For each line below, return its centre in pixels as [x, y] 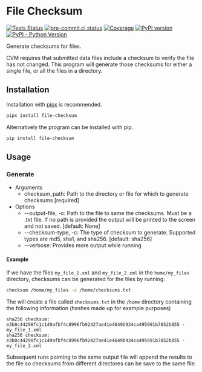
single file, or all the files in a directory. [54, 70]
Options [25, 207]
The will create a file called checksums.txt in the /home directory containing [99, 302]
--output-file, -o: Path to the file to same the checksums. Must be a [108, 213]
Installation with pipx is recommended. [54, 104]
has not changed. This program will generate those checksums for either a [99, 64]
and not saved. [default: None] [62, 226]
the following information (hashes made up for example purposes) [89, 308]
